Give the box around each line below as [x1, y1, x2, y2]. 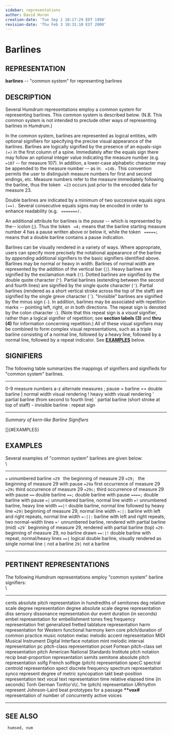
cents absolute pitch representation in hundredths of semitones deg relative [5, 600, 165, 606]
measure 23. [5, 187, 32, 193]
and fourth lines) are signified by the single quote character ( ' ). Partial [5, 283, 154, 289]
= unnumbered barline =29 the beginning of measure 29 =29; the [5, 475, 145, 481]
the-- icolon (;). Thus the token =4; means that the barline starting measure [5, 224, 166, 230]
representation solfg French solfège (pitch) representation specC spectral [5, 660, 161, 666]
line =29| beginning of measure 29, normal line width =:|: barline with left [5, 508, 161, 514]
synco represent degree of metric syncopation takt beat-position [5, 670, 142, 677]
